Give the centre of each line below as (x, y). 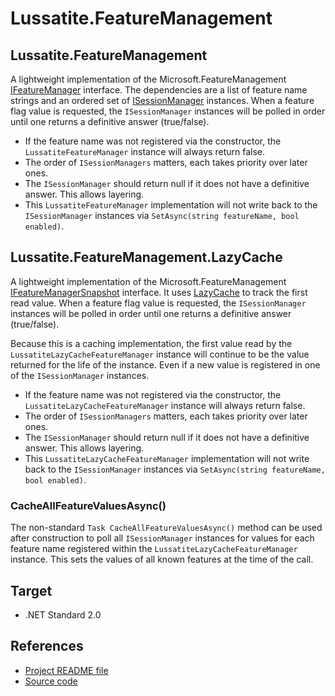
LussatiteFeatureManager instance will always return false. (145, 151)
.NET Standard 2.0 (63, 614)
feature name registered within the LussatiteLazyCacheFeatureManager (154, 549)
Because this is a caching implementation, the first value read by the (151, 343)
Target (31, 590)
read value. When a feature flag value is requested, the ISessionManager (158, 303)
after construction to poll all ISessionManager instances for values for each (162, 538)
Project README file (66, 670)
